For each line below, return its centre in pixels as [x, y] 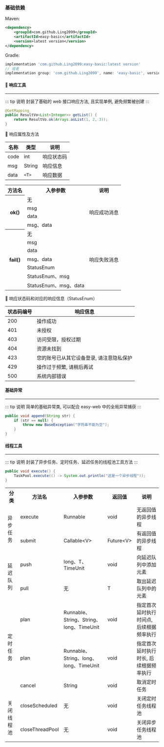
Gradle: [12, 55]
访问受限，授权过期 [59, 339]
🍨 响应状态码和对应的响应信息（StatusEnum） [51, 298]
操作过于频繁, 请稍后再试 [65, 367]
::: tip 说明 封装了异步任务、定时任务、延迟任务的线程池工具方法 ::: [72, 462]
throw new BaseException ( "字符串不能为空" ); [66, 425]
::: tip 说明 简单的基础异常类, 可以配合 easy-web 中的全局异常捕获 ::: [73, 406]
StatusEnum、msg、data [56, 286]
